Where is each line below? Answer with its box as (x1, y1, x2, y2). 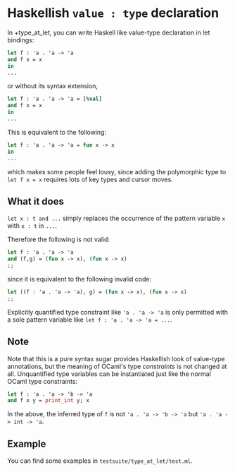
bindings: (7, 35, 34, 44)
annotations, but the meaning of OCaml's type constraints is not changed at (7, 362, 227, 370)
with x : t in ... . (7, 222, 58, 230)
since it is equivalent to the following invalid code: (7, 275, 152, 283)
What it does (7, 195, 65, 207)
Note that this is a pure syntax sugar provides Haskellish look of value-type (7, 354, 225, 363)
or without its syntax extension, (7, 82, 99, 90)
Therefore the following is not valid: (7, 235, 110, 244)
